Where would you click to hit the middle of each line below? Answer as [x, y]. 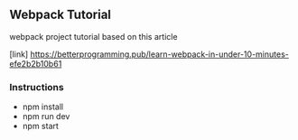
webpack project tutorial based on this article [93, 36]
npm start [40, 126]
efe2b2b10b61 [36, 63]
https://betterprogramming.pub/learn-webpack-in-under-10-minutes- [159, 54]
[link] [19, 54]
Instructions [37, 87]
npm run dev [46, 117]
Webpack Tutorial [60, 15]
